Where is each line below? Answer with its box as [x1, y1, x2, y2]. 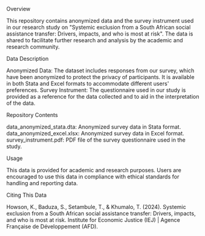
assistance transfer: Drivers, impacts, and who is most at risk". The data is [6, 30, 193, 37]
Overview [6, 6, 31, 12]
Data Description [6, 55, 49, 62]
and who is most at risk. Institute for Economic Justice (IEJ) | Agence [6, 216, 181, 223]
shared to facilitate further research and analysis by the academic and [6, 37, 184, 44]
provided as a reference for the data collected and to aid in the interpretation [6, 93, 199, 100]
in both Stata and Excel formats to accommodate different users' [6, 80, 170, 87]
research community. [6, 43, 60, 50]
